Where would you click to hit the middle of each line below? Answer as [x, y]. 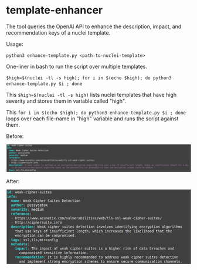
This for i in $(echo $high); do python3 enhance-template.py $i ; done [96, 112]
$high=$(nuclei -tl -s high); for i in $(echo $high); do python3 [89, 78]
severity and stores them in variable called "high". [66, 101]
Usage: [15, 44]
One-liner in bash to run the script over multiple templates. [77, 66]
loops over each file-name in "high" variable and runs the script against [92, 119]
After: [13, 181]
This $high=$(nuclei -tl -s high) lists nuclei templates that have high [91, 95]
